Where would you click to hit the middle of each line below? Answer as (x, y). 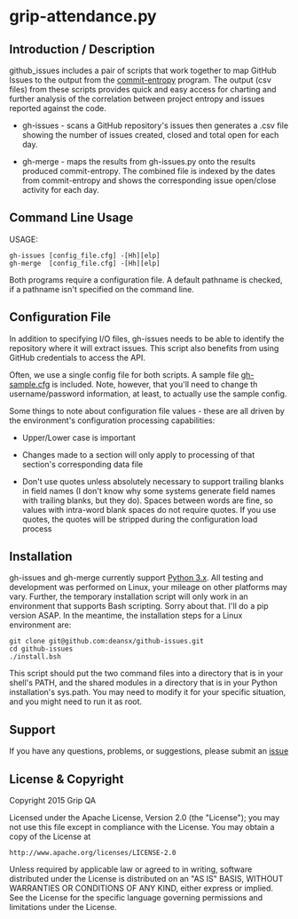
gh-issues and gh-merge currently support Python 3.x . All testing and (136, 578)
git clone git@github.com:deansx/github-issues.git (106, 642)
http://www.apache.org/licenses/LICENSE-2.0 (93, 853)
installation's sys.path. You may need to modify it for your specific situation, (148, 692)
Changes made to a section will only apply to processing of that (138, 454)
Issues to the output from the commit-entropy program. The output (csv (141, 80)
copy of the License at (50, 836)
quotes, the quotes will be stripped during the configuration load (140, 519)
